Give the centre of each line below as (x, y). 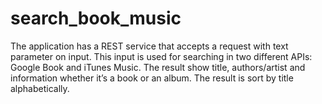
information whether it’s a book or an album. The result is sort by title (152, 78)
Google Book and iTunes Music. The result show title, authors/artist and (158, 67)
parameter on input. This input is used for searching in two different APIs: (161, 56)
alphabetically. (40, 88)
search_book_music (96, 18)
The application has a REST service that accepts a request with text (149, 46)
